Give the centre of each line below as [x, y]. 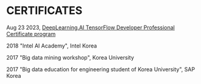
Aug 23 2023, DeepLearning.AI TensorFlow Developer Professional [90, 27]
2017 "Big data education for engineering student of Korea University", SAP [101, 69]
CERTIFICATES [44, 11]
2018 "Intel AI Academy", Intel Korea [52, 46]
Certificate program [31, 33]
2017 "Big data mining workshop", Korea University [70, 57]
